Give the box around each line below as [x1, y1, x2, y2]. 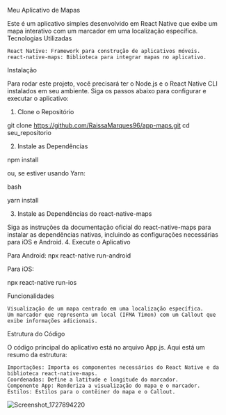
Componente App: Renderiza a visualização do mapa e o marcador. [7, 382, 200, 389]
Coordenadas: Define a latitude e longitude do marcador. [7, 376, 179, 383]
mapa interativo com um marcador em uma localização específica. [7, 27, 198, 35]
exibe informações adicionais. [7, 318, 98, 324]
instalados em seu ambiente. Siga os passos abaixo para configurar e [7, 87, 207, 95]
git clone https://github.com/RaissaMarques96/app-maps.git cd [7, 121, 190, 130]
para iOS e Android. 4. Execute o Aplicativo [7, 238, 131, 246]
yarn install [7, 196, 39, 204]
